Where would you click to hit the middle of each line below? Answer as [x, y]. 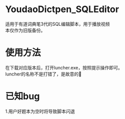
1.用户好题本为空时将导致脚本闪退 [40, 111]
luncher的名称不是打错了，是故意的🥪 [44, 74]
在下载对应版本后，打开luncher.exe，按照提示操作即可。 [64, 67]
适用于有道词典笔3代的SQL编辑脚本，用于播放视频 [58, 24]
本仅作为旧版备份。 [25, 30]
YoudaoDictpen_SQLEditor [62, 9]
